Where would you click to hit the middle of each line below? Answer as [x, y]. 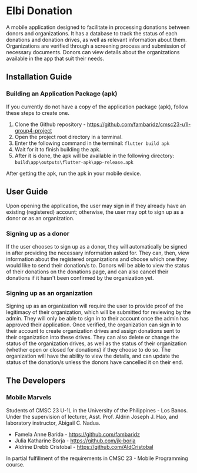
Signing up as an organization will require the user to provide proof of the [95, 306]
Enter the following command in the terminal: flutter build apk [92, 143]
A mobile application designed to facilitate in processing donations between [98, 27]
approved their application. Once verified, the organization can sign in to [94, 325]
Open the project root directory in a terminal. [69, 137]
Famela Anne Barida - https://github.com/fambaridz [77, 434]
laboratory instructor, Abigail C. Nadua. [54, 423]
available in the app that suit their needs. [55, 58]
